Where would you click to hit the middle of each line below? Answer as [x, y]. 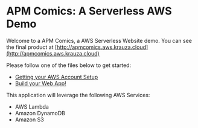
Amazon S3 [29, 120]
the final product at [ [32, 47]
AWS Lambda [32, 106]
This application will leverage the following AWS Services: [78, 95]
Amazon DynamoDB [40, 113]
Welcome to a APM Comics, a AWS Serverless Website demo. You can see [99, 40]
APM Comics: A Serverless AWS [89, 11]
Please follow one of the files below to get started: [69, 65]
